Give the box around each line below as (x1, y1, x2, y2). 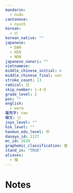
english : (5, 101, 24, 106)
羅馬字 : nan (5, 110, 28, 116)
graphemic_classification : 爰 (5, 143, 68, 149)
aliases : (5, 153, 24, 158)
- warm (10, 106, 24, 111)
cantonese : (5, 17, 28, 22)
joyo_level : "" (5, 119, 37, 125)
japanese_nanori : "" (5, 59, 49, 64)
